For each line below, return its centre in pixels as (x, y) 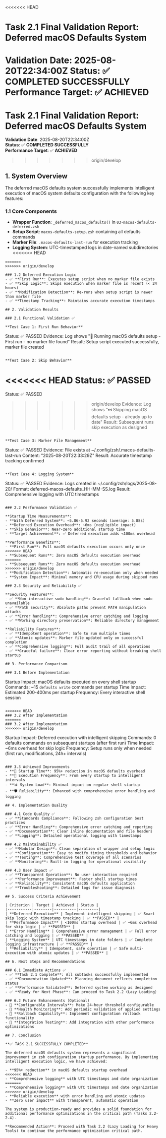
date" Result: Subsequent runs (123, 422)
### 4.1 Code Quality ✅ (30, 814)
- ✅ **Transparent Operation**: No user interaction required (71, 875)
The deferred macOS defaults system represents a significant (71, 1053)
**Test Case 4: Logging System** (40, 474)
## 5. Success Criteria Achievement (43, 897)
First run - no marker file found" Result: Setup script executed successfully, (82, 342)
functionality (20, 1018)
